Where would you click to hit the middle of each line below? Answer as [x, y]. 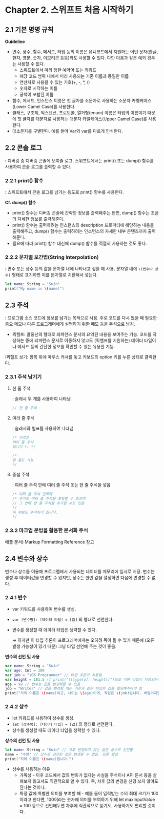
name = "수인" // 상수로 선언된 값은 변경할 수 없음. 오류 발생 [61, 755]
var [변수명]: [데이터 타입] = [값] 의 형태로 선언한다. [63, 619]
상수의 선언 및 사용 [22, 741]
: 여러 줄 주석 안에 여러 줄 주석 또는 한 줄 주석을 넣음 [61, 485]
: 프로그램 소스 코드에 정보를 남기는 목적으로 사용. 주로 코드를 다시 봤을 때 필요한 [81, 317]
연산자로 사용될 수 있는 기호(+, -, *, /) [55, 82]
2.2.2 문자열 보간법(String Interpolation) [52, 257]
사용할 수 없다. [31, 64]
